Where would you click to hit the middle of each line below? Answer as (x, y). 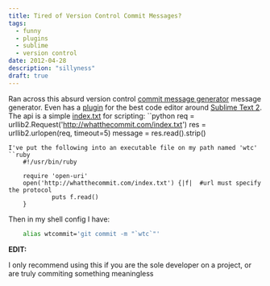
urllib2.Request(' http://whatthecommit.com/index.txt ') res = (108, 124)
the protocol (30, 190)
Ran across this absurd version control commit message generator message (135, 98)
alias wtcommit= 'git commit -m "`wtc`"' (91, 234)
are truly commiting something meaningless (81, 273)
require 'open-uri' (56, 176)
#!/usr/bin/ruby (50, 162)
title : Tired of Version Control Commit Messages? (95, 16)
